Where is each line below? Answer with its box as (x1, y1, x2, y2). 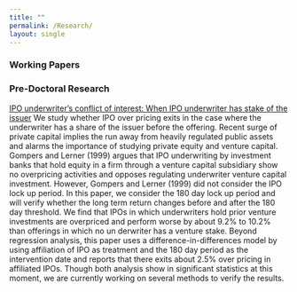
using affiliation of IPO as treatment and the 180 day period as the (9, 244, 249, 255)
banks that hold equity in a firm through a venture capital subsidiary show (9, 159, 278, 170)
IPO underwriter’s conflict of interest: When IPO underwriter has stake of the (9, 103, 288, 114)
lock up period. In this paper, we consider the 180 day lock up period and (9, 187, 277, 198)
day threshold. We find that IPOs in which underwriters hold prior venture (9, 206, 277, 217)
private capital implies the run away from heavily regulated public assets (9, 130, 274, 142)
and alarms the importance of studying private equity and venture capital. (9, 140, 278, 151)
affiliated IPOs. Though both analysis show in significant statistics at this (9, 263, 273, 273)
